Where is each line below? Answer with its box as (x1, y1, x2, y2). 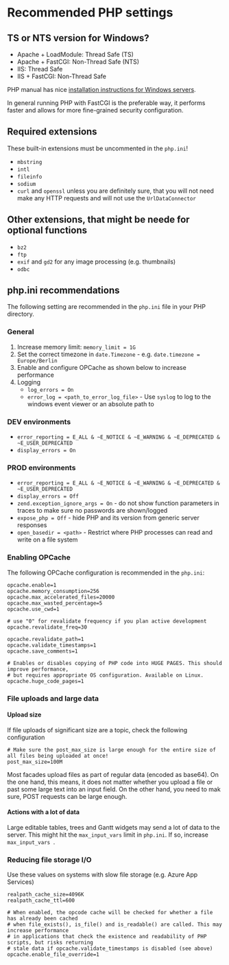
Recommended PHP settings (7, 5, 173, 21)
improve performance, (7, 666, 69, 673)
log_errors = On (27, 386, 74, 393)
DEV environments (7, 417, 71, 426)
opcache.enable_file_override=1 (7, 951, 99, 958)
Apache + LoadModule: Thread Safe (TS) (16, 50, 134, 58)
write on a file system (16, 535, 78, 544)
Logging (16, 377, 41, 386)
